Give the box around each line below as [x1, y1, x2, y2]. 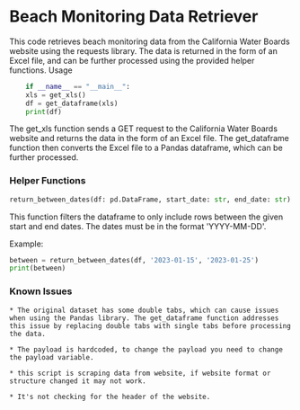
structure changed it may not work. [9, 376, 146, 386]
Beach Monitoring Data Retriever [9, 6, 259, 27]
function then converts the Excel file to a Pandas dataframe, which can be [9, 142, 283, 154]
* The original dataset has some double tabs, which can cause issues [9, 306, 279, 315]
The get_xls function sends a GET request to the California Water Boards [9, 123, 278, 134]
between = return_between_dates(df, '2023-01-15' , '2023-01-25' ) [9, 255, 259, 264]
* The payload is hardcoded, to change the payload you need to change [9, 344, 283, 354]
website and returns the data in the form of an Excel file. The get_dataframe [9, 133, 290, 144]
